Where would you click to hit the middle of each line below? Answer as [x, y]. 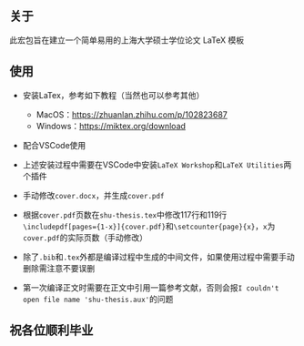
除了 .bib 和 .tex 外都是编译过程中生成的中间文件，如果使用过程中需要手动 [159, 257]
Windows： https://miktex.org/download [111, 126]
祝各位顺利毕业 [51, 331]
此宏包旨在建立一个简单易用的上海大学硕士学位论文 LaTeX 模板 [127, 40]
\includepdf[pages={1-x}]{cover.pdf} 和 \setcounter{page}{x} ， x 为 [149, 226]
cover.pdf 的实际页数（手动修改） [85, 237]
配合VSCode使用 [54, 145]
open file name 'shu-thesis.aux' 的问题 [98, 299]
